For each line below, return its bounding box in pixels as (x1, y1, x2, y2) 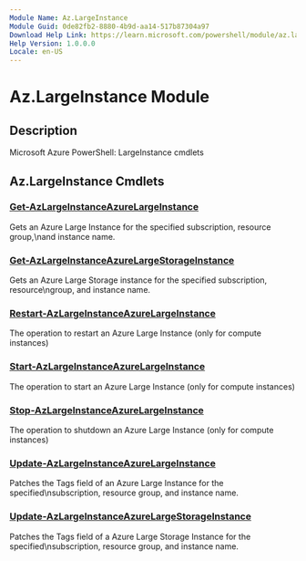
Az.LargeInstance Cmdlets (9, 173, 165, 189)
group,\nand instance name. (9, 231, 116, 242)
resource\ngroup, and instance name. (9, 285, 151, 296)
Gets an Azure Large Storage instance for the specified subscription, (9, 275, 268, 286)
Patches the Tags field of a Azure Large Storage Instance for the (9, 531, 251, 542)
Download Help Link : (9, 30, 88, 39)
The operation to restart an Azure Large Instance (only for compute (9, 327, 262, 338)
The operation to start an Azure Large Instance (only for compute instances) (9, 380, 296, 392)
